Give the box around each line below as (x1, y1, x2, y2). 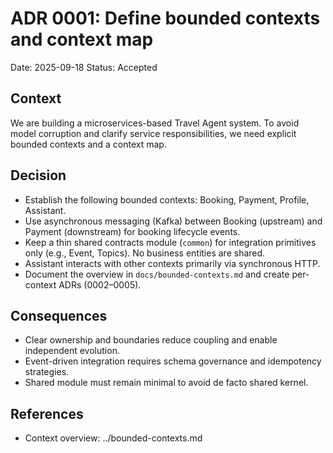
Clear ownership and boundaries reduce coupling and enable (24, 334, 278, 346)
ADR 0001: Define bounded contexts (10, 7, 321, 30)
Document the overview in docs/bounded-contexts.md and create (24, 268, 290, 280)
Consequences (10, 307, 108, 324)
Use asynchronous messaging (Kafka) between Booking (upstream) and (24, 215, 323, 227)
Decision (10, 167, 67, 184)
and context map (10, 28, 154, 51)
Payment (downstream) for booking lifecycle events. (24, 225, 241, 237)
